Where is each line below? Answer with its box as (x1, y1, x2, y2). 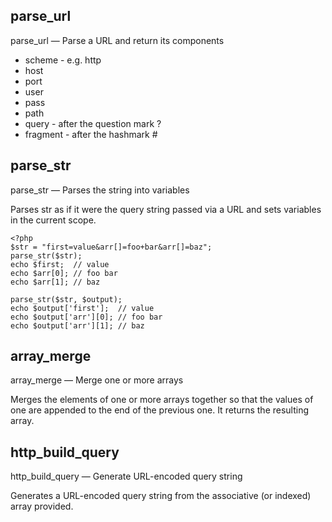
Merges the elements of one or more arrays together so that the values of (10, 394, 314, 406)
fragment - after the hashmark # (24, 128, 158, 140)
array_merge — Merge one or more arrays (10, 374, 184, 386)
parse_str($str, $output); (10, 294, 123, 304)
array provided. (10, 500, 74, 513)
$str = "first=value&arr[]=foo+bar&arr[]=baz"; (10, 242, 213, 252)
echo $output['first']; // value (10, 303, 155, 313)
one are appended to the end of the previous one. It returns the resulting (10, 404, 310, 416)
